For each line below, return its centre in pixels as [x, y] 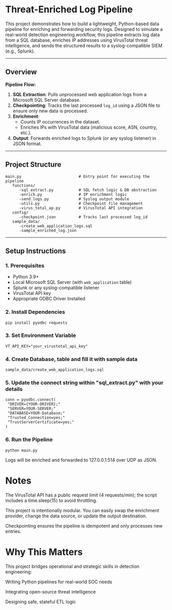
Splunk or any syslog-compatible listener [56, 288]
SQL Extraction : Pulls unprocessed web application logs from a [80, 94]
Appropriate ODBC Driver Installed [49, 299]
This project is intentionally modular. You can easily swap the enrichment [82, 510]
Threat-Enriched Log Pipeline [69, 10]
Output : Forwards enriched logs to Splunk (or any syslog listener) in [84, 138]
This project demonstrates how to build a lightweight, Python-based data [82, 24]
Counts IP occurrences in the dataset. [60, 121]
